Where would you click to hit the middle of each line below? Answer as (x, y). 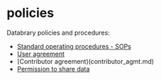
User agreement (41, 54)
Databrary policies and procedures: (59, 33)
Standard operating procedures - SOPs (74, 46)
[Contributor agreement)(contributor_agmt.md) (85, 61)
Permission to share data (53, 69)
